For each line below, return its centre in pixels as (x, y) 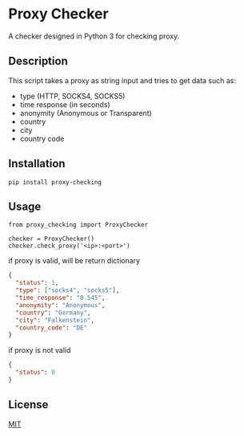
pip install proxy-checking (55, 182)
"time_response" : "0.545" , (60, 298)
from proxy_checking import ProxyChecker (78, 225)
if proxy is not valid (40, 350)
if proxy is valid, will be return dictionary (74, 261)
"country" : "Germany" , (53, 313)
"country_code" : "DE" (52, 328)
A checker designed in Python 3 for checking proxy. (94, 36)
